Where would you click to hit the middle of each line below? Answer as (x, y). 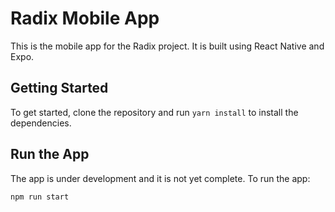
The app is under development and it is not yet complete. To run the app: (160, 178)
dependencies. (41, 123)
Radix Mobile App (85, 18)
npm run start (40, 197)
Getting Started (59, 88)
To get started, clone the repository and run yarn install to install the (154, 112)
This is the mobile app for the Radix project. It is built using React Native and (167, 46)
